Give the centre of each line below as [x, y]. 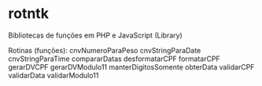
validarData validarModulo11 [54, 75]
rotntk [29, 14]
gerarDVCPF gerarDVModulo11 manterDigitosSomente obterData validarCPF [131, 66]
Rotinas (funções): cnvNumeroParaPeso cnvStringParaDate [105, 50]
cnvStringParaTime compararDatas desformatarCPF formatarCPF [114, 59]
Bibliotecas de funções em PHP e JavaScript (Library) [95, 35]
